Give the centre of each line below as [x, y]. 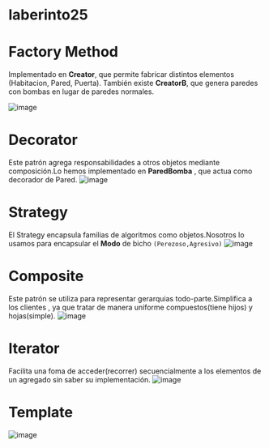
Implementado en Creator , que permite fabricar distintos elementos [122, 75]
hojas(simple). [32, 316]
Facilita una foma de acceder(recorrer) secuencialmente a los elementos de [135, 371]
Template [41, 413]
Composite [46, 276]
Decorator [43, 140]
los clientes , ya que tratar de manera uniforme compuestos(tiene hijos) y [131, 307]
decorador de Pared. [43, 180]
